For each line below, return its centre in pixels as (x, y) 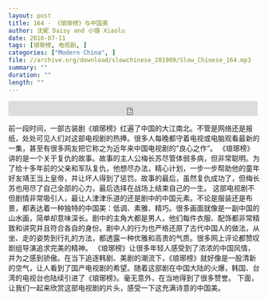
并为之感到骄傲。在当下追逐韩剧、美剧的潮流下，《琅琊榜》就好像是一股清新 (132, 258)
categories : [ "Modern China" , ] (62, 53)
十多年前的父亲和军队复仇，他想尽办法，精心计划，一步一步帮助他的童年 (141, 168)
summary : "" (28, 68)
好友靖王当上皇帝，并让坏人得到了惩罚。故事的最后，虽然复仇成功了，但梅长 (134, 178)
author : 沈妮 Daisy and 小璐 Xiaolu (67, 30)
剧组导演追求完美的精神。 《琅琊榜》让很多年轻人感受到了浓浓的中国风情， (132, 247)
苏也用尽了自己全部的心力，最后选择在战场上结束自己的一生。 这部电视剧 (128, 187)
